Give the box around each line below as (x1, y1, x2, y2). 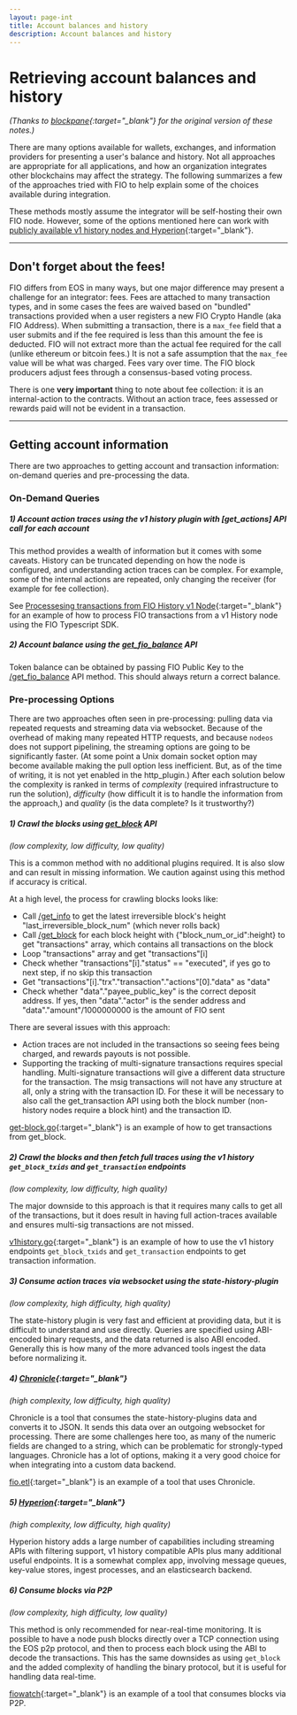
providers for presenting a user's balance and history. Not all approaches (9, 151, 276, 162)
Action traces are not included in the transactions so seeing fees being (21, 1039, 280, 1050)
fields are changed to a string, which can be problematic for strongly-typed (9, 1440, 284, 1451)
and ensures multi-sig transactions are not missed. (9, 1219, 194, 1230)
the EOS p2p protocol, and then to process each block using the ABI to (9, 1642, 267, 1653)
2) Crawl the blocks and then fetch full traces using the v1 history (9, 1151, 255, 1162)
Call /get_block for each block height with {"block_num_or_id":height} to (21, 930, 286, 941)
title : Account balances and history (9, 21, 148, 30)
